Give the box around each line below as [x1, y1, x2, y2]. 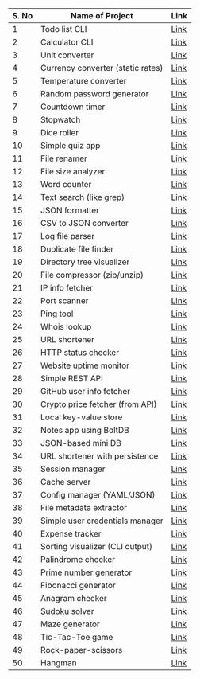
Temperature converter [40, 76, 127, 86]
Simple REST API [40, 373, 103, 384]
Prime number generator [40, 567, 133, 578]
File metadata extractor [40, 502, 128, 513]
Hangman [40, 658, 77, 668]
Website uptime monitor [40, 360, 129, 371]
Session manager [40, 463, 106, 474]
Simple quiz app [40, 140, 101, 150]
